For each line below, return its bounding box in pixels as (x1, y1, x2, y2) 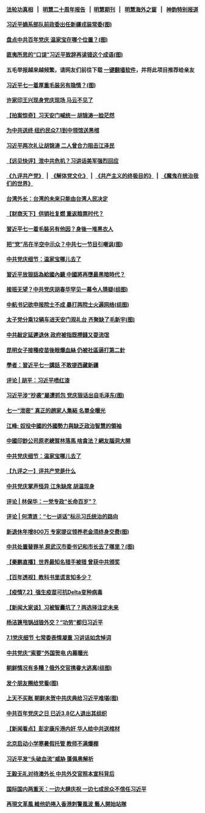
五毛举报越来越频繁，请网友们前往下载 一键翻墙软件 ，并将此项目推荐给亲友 (6, 66, 195, 73)
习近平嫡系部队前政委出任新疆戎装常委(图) (6, 21, 112, 28)
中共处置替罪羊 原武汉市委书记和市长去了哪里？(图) (6, 543, 135, 551)
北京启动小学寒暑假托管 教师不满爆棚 (6, 740, 99, 748)
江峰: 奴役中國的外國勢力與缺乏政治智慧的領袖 (6, 422, 122, 429)
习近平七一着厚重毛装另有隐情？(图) (6, 81, 96, 89)
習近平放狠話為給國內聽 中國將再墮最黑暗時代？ (6, 270, 126, 278)
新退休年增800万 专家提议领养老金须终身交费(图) (6, 528, 129, 535)
